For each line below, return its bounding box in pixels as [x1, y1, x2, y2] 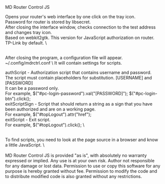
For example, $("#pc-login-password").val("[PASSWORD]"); [5, 91, 128, 96]
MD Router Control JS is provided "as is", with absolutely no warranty [5, 152, 147, 158]
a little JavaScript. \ [5, 142, 45, 147]
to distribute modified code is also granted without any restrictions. [5, 174, 142, 179]
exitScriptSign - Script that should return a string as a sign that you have [5, 101, 153, 107]
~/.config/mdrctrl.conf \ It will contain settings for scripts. [5, 60, 122, 66]
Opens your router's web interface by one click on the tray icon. [5, 14, 136, 19]
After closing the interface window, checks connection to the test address [5, 24, 156, 30]
